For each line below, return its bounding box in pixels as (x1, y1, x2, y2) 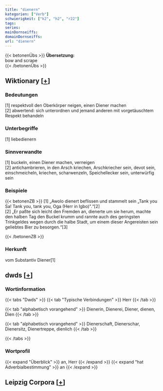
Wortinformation (5, 286, 45, 292)
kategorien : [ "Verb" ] (5, 12, 49, 17)
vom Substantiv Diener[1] (5, 257, 56, 263)
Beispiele (5, 187, 28, 194)
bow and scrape (5, 57, 38, 63)
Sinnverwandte (5, 148, 42, 155)
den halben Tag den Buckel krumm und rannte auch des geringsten (5, 214, 140, 220)
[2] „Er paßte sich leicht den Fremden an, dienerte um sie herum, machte (5, 208, 151, 215)
